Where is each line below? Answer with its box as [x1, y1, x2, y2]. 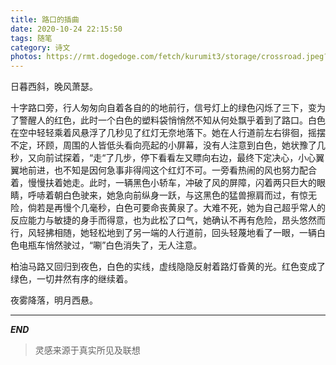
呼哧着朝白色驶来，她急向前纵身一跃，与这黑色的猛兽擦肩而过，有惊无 [27, 189, 317, 201]
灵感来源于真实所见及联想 [34, 344, 141, 356]
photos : [10, 52, 43, 62]
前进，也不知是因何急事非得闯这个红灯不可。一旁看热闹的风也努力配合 [27, 164, 317, 176]
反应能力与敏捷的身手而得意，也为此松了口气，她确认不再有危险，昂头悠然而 [10, 214, 326, 226]
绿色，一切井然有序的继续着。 [10, 273, 133, 285]
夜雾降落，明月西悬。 [10, 294, 98, 306]
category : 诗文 [10, 42, 71, 53]
